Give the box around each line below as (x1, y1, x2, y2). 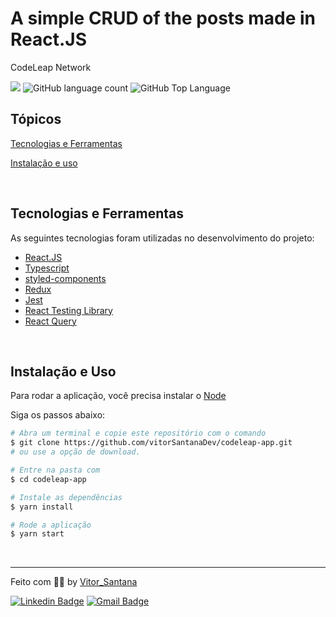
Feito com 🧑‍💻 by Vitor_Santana (10, 576, 138, 588)
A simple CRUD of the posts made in (10, 7, 317, 30)
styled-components (24, 272, 107, 284)
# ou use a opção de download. (10, 447, 141, 457)
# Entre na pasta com (10, 465, 101, 475)
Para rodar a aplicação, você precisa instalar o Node (10, 390, 227, 402)
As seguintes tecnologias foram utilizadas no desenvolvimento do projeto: (10, 232, 315, 244)
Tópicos (10, 111, 62, 128)
